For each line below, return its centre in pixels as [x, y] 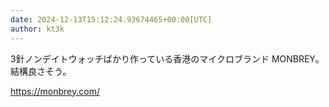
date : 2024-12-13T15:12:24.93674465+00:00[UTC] [111, 19]
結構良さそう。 [41, 71]
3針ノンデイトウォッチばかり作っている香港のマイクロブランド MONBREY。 [167, 58]
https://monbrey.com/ [55, 91]
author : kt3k [37, 29]
